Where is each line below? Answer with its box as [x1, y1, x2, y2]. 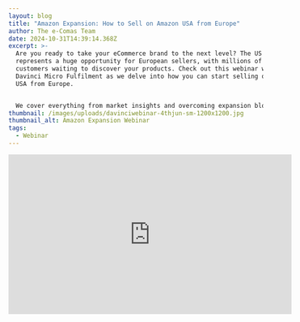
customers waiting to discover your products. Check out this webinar [15, 65, 259, 73]
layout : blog [8, 11, 53, 20]
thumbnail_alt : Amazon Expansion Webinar [8, 117, 150, 125]
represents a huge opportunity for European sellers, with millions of [15, 58, 263, 66]
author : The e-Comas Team [8, 27, 95, 35]
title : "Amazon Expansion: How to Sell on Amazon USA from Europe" [8, 19, 241, 28]
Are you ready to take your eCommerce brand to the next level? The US [15, 49, 263, 58]
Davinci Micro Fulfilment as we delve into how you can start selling [15, 72, 259, 80]
